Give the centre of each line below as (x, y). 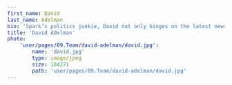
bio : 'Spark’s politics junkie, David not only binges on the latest (109, 26)
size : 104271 (51, 64)
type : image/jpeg (57, 58)
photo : (17, 39)
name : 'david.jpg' (58, 52)
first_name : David (33, 13)
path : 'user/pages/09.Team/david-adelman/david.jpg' (109, 71)
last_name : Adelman (35, 20)
